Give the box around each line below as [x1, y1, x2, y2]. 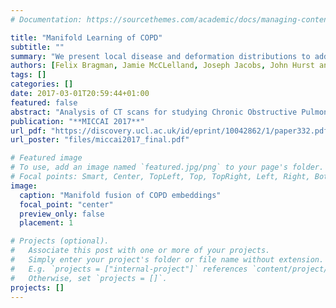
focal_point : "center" [19, 199, 114, 210]
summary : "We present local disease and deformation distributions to [10, 51, 311, 61]
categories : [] [10, 79, 74, 90]
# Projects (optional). [10, 236, 110, 246]
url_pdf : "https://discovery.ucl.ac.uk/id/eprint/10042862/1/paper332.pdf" [10, 126, 333, 136]
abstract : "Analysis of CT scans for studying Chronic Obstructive [10, 107, 298, 117]
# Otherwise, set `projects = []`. [10, 273, 168, 283]
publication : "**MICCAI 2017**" [10, 116, 145, 126]
